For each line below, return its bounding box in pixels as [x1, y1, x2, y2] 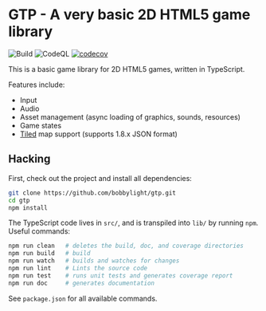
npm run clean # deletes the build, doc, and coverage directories [8, 242, 244, 250]
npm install [8, 203, 48, 212]
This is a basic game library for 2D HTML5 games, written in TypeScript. [8, 64, 245, 73]
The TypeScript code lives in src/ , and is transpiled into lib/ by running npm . [8, 218, 259, 228]
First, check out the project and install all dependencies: [8, 173, 193, 183]
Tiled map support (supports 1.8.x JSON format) [19, 129, 178, 139]
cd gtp [8, 196, 30, 204]
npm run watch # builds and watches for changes [8, 257, 180, 265]
